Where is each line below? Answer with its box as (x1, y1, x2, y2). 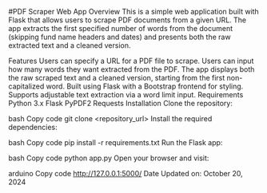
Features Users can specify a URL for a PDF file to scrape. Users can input (8, 56, 254, 65)
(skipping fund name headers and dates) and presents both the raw (8, 32, 231, 41)
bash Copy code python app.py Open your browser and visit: (8, 153, 209, 163)
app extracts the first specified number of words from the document (8, 24, 233, 33)
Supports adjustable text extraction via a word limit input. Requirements (8, 90, 244, 99)
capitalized (8, 81, 45, 91)
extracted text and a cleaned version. (8, 41, 131, 50)
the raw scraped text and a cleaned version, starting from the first (8, 73, 225, 82)
